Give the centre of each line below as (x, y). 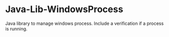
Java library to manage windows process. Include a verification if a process (84, 23)
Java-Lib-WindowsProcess (64, 9)
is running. (17, 28)
